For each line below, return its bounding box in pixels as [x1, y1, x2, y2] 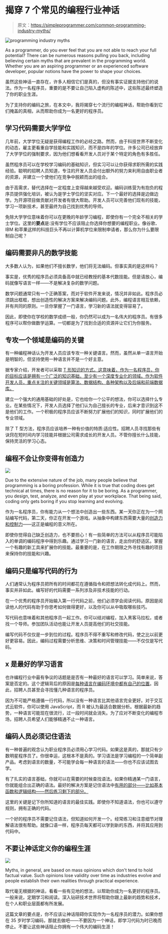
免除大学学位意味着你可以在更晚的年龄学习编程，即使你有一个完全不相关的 [5, 213, 158, 220]
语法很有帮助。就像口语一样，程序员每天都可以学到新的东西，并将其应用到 [9, 822, 163, 828]
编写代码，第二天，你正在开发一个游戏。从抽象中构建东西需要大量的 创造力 [9, 515, 163, 521]
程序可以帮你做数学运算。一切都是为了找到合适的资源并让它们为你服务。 [5, 319, 154, 325]
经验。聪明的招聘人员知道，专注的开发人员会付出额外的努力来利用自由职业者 [5, 167, 163, 173]
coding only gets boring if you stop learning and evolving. [5, 498, 124, 504]
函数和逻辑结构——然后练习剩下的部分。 [5, 788, 88, 794]
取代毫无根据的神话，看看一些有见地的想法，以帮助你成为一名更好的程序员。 [5, 888, 163, 894]
